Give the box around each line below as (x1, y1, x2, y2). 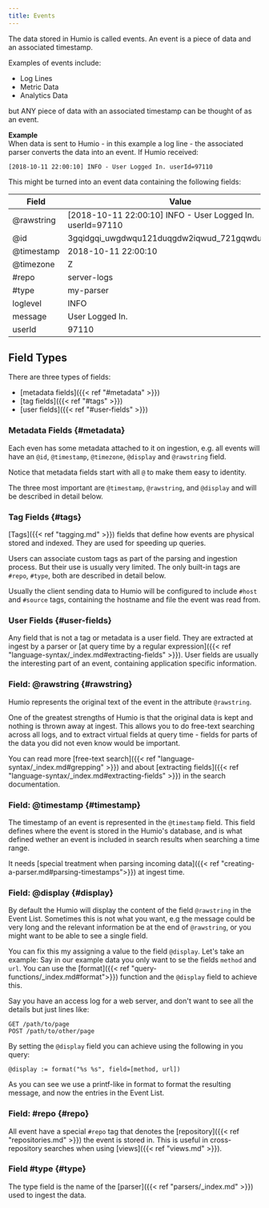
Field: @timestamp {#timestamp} (8, 799, 142, 811)
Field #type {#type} (8, 1163, 86, 1174)
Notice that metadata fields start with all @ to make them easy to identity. (8, 467, 247, 477)
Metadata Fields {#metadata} (8, 425, 126, 436)
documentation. (8, 779, 61, 789)
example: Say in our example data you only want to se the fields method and (8, 955, 257, 965)
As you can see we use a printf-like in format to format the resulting (8, 1080, 231, 1089)
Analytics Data (19, 90, 68, 100)
